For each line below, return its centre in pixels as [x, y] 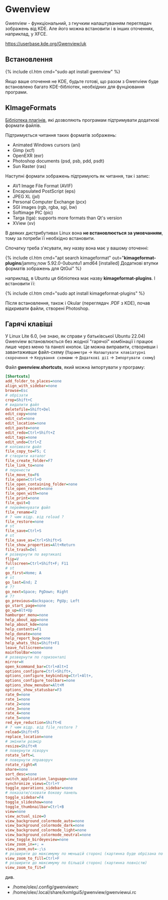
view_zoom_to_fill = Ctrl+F [32, 858]
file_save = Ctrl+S [23, 531]
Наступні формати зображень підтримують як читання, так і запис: [77, 176]
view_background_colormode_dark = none [45, 826]
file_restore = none [24, 522]
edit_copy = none [21, 414]
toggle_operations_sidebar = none [39, 788]
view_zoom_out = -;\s [26, 849]
